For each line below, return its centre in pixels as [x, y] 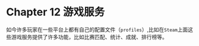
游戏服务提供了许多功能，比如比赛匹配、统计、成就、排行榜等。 [89, 37]
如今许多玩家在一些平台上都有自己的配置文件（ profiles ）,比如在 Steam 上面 [97, 29]
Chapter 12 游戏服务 [56, 12]
